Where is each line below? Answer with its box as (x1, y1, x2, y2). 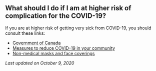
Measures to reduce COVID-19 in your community (12, 45, 115, 51)
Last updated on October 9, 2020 (5, 60, 74, 66)
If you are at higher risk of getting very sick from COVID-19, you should (5, 25, 151, 31)
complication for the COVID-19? (5, 12, 106, 20)
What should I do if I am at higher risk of (5, 4, 131, 12)
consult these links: (5, 30, 45, 36)
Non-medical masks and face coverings (12, 50, 95, 56)
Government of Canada (12, 40, 61, 46)
